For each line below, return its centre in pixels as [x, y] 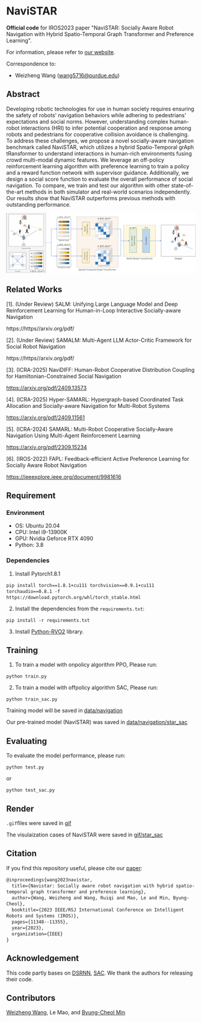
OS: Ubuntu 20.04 [37, 526]
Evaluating [27, 741]
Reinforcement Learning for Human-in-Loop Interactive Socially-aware [94, 310]
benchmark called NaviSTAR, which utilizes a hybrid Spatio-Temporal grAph [100, 147]
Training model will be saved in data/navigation [65, 711]
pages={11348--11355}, [40, 922]
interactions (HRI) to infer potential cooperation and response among [106, 128]
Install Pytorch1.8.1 [38, 573]
